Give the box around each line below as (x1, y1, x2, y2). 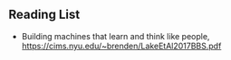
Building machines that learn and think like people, (21, 30, 210, 41)
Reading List (8, 7, 81, 22)
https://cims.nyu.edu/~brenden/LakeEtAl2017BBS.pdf (21, 40, 222, 51)
